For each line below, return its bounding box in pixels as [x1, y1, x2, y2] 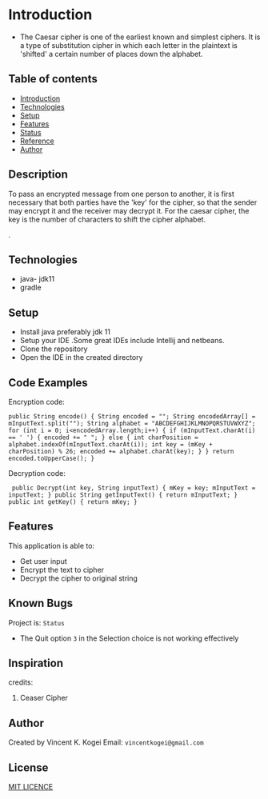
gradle [19, 282, 42, 293]
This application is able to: [8, 541, 94, 550]
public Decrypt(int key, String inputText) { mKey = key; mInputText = [11, 484, 256, 492]
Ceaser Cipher [19, 693, 68, 703]
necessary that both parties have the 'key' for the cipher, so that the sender [8, 198, 258, 207]
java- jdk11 [19, 274, 54, 284]
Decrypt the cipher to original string [19, 573, 138, 583]
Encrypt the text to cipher [19, 565, 105, 574]
